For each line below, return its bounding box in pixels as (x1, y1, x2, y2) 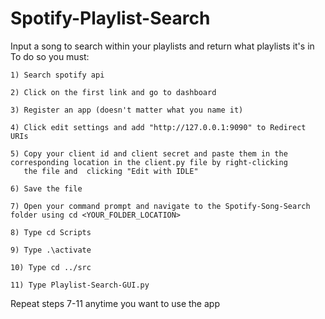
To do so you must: (10, 50, 90, 62)
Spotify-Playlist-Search (10, 7, 211, 30)
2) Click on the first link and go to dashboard (10, 87, 217, 97)
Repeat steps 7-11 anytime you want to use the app (10, 297, 220, 309)
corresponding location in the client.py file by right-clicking (10, 157, 288, 167)
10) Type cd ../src (10, 262, 92, 272)
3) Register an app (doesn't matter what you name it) (10, 105, 244, 115)
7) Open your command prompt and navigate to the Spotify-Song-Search (10, 201, 311, 211)
